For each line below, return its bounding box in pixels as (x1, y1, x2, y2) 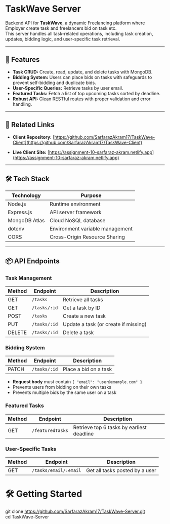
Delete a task (63, 329, 94, 336)
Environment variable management (50, 225, 133, 232)
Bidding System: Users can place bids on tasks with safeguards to (12, 74, 152, 80)
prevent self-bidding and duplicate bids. (12, 79, 96, 86)
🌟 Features (5, 55, 40, 64)
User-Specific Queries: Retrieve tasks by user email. (12, 85, 123, 91)
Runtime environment (50, 200, 101, 208)
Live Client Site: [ (12, 149, 50, 155)
